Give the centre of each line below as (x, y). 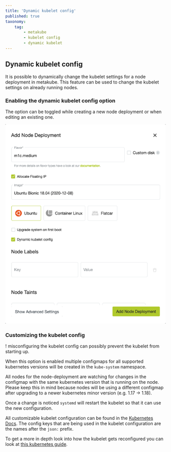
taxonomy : (16, 21)
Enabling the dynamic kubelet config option (60, 100)
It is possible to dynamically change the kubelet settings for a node (76, 76)
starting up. (17, 352)
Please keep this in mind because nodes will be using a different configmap (84, 388)
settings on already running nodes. (42, 87)
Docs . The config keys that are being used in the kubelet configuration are (83, 423)
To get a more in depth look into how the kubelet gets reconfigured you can (84, 439)
